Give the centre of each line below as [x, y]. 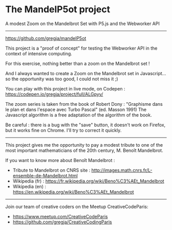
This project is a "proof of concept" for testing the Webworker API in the [81, 48]
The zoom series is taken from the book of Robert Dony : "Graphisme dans [84, 104]
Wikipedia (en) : [29, 186]
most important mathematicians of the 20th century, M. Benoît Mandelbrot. [84, 150]
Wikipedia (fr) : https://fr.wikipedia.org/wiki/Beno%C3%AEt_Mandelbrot [89, 181]
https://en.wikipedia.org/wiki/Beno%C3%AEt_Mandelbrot [73, 192]
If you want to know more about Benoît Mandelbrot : [60, 160]
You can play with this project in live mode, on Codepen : [65, 88]
